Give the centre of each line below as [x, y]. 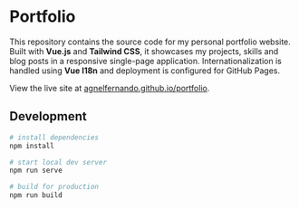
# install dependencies [54, 138]
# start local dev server [58, 162]
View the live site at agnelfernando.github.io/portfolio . [110, 88]
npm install [32, 146]
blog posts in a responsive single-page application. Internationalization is [146, 61]
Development [48, 116]
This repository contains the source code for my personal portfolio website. [150, 42]
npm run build [36, 195]
